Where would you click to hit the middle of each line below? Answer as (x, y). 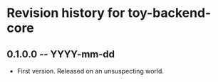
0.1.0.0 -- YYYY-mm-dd (61, 54)
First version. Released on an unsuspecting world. (90, 71)
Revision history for (66, 13)
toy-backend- (170, 13)
